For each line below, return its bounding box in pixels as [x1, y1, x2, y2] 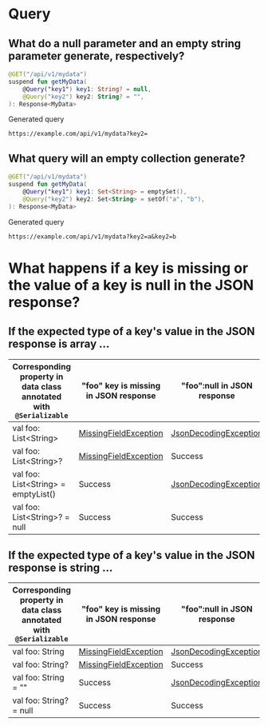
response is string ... [8, 560, 113, 574]
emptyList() [12, 489, 56, 500]
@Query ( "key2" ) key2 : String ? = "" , [22, 93, 145, 101]
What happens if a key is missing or [8, 259, 249, 277]
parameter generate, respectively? [8, 49, 185, 62]
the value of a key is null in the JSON [8, 276, 254, 294]
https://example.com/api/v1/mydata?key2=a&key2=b [8, 233, 177, 241]
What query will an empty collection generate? [8, 151, 246, 165]
